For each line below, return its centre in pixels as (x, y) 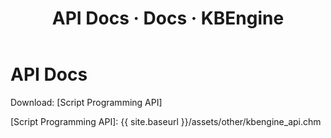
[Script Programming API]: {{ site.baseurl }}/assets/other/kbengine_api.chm (166, 121)
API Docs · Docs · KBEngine (168, 18)
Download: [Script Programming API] (86, 102)
